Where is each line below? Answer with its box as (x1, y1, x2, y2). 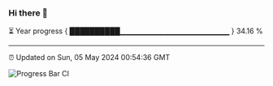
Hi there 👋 (8, 7, 49, 19)
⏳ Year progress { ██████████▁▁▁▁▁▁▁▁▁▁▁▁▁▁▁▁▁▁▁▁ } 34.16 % (8, 26, 263, 36)
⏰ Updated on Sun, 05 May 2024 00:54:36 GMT (8, 53, 171, 62)
